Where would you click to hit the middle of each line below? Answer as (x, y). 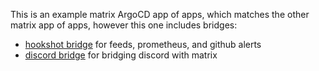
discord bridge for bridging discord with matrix (121, 55)
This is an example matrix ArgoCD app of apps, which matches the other (160, 14)
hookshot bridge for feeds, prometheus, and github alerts (143, 44)
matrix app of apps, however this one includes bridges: (124, 25)
